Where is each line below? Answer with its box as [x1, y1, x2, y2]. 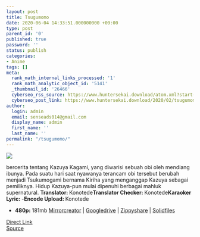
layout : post [6, 8, 39, 15]
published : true [6, 36, 46, 42]
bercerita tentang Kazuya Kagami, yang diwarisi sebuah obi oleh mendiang [6, 163, 190, 170]
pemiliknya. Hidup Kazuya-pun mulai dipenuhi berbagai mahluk [6, 182, 162, 189]
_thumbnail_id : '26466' [11, 86, 70, 92]
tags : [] [6, 64, 28, 70]
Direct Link [6, 218, 33, 225]
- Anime [6, 58, 26, 64]
